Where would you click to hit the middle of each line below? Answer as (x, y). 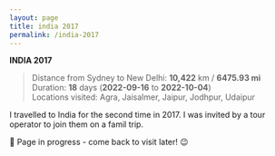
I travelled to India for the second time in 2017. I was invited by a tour (137, 115)
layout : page (34, 18)
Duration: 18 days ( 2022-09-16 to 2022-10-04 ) (121, 88)
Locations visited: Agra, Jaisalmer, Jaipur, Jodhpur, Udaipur (143, 97)
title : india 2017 (44, 26)
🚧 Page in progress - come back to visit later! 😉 (99, 142)
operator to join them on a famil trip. (76, 124)
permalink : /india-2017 (54, 34)
